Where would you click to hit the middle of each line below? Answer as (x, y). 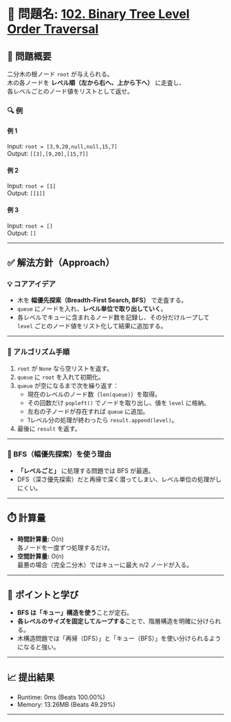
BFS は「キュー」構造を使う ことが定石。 (75, 613)
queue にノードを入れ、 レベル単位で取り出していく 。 (92, 309)
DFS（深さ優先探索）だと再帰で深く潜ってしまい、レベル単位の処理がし (119, 479)
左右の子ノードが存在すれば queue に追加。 (88, 411)
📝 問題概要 (29, 56)
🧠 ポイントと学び (43, 595)
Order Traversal (53, 29)
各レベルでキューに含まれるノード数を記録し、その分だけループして (113, 318)
